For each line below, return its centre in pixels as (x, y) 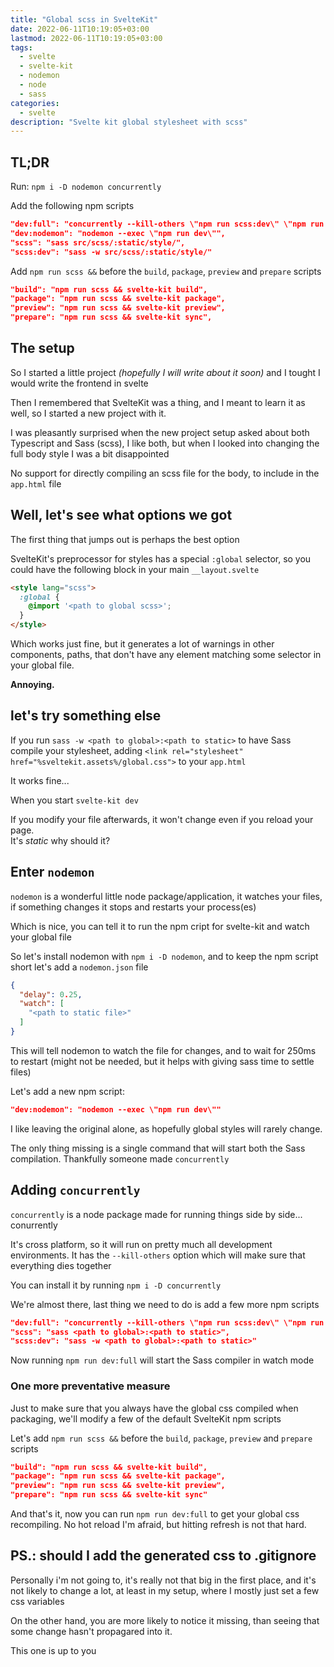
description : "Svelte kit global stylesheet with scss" (129, 122)
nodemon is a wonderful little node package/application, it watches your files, (166, 896)
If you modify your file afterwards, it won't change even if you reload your (162, 819)
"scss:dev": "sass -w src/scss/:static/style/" (111, 252)
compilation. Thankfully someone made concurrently (120, 1158)
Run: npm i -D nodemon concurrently (86, 187)
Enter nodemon (52, 872)
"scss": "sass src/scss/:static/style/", (98, 242)
